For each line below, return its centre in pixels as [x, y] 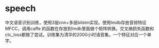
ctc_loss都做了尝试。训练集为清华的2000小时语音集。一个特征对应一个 [76, 34]
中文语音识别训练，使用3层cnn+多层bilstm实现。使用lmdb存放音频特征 [76, 22]
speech [20, 8]
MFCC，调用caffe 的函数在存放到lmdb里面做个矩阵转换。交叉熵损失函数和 [79, 28]
